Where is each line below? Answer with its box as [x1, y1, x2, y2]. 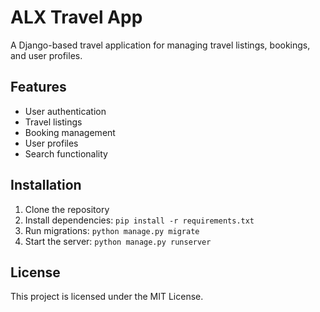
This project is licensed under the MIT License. [10, 291, 204, 303]
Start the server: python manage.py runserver [24, 235, 212, 247]
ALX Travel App [10, 6, 143, 29]
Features [10, 79, 67, 96]
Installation [10, 177, 82, 194]
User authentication [24, 105, 107, 117]
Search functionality [24, 147, 108, 160]
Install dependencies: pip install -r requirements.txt [24, 214, 255, 226]
